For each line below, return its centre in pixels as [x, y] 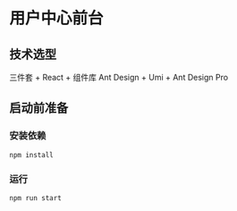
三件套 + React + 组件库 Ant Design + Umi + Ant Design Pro [119, 77]
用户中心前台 [57, 18]
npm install [31, 155]
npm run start [36, 198]
